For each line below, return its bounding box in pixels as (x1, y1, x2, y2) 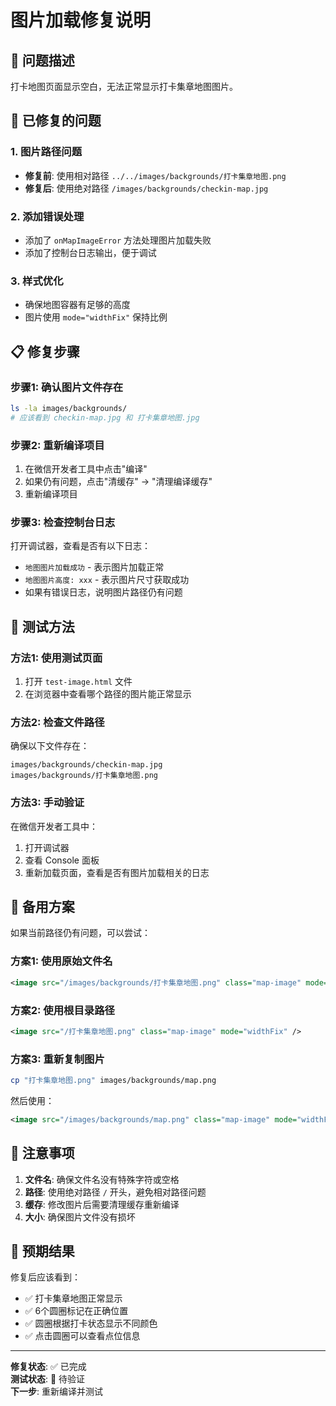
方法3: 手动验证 (10, 796, 85, 810)
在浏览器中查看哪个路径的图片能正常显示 (24, 688, 192, 700)
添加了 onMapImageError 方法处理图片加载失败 (24, 234, 212, 246)
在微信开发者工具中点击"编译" (24, 463, 148, 475)
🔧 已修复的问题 (10, 112, 102, 130)
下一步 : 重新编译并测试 (10, 1386, 103, 1398)
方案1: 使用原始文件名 (10, 954, 113, 968)
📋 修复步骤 (10, 343, 81, 360)
